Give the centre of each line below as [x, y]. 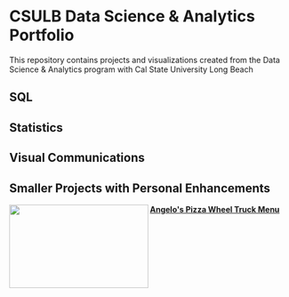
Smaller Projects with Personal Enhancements [140, 188]
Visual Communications [77, 158]
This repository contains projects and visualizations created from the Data [144, 60]
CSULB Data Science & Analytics [132, 16]
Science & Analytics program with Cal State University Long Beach [131, 69]
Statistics [36, 128]
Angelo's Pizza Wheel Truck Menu [215, 209]
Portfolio [42, 35]
